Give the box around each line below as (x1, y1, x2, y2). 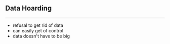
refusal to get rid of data (12, 22, 63, 28)
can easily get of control (12, 27, 64, 33)
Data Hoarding (5, 4, 52, 13)
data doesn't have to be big (12, 33, 70, 39)
